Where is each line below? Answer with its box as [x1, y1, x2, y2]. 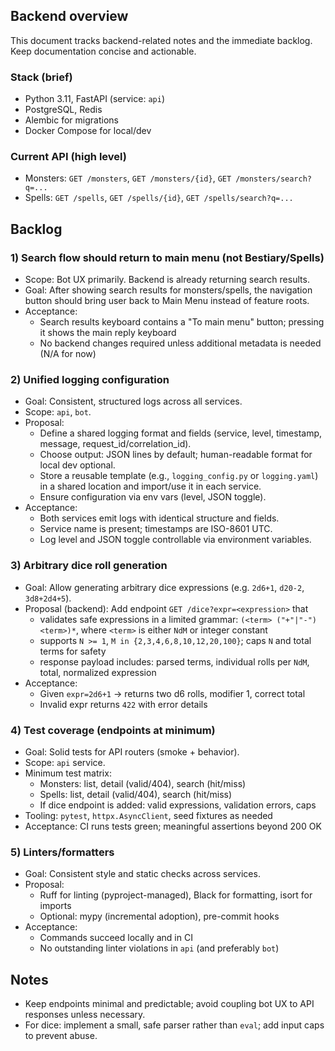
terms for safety [39, 645, 107, 657]
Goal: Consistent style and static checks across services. [24, 868, 261, 880]
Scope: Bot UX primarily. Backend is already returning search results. [24, 274, 310, 286]
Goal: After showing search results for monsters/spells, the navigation [24, 284, 313, 296]
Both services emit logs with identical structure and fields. [39, 512, 280, 524]
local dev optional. [39, 459, 116, 471]
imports [39, 900, 72, 912]
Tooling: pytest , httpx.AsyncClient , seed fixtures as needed [24, 809, 273, 821]
